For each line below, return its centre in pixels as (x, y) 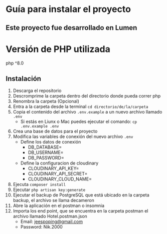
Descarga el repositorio (37, 90)
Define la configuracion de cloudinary (59, 163)
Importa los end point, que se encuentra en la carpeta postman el (80, 211)
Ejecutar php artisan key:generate (49, 190)
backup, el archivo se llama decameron (53, 200)
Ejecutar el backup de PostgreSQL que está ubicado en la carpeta (81, 195)
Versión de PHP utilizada (58, 49)
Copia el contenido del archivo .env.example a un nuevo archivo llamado (88, 112)
